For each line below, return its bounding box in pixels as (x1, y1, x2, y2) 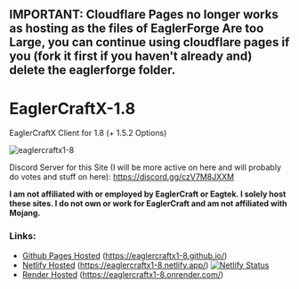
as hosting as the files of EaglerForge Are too (9, 21, 264, 36)
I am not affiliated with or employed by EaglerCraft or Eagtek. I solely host (9, 189, 287, 199)
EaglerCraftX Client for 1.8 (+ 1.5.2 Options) (9, 128, 167, 139)
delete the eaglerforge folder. (9, 62, 176, 78)
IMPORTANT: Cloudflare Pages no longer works (9, 7, 279, 22)
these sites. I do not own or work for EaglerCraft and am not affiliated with (9, 198, 287, 209)
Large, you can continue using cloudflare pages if (9, 35, 290, 50)
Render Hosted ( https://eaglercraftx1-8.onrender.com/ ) (21, 269, 224, 279)
